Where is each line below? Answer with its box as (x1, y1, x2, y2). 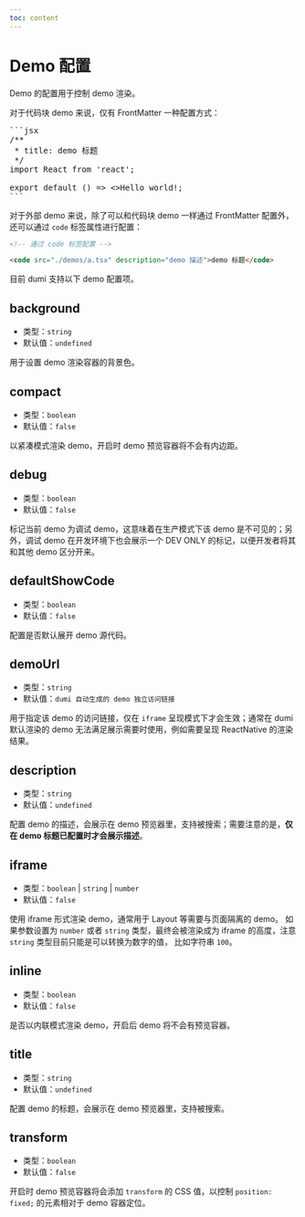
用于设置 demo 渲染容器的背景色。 (9, 357, 140, 368)
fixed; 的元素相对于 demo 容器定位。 (9, 1198, 151, 1209)
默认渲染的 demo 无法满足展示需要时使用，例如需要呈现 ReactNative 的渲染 (9, 724, 294, 735)
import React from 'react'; (9, 164, 135, 175)
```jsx (9, 125, 39, 135)
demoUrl (9, 656, 60, 672)
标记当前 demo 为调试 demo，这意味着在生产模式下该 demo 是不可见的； (9, 523, 285, 534)
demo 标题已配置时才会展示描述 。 (19, 831, 148, 841)
